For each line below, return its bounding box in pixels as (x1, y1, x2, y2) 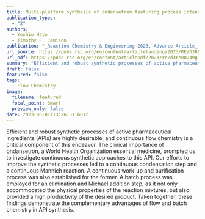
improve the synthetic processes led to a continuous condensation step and (6, 160, 197, 168)
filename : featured (12, 94, 62, 100)
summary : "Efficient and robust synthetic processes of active (6, 60, 171, 66)
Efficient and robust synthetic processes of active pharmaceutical (6, 128, 172, 135)
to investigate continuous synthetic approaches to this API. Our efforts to (6, 154, 190, 161)
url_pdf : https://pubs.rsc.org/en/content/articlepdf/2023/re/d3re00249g (6, 54, 198, 61)
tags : (6, 77, 20, 83)
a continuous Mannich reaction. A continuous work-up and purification (6, 167, 184, 174)
